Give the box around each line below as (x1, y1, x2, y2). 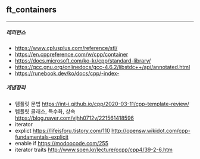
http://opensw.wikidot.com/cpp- (111, 127, 190, 134)
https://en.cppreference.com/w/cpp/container (14, 51, 129, 58)
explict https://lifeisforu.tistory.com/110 (14, 127, 110, 134)
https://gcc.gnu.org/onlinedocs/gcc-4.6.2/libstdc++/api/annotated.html (14, 63, 190, 70)
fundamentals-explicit (14, 133, 69, 141)
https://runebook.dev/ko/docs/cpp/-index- (14, 70, 120, 77)
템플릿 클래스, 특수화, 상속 (14, 107, 76, 115)
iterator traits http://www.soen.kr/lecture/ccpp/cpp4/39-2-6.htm (14, 146, 173, 153)
